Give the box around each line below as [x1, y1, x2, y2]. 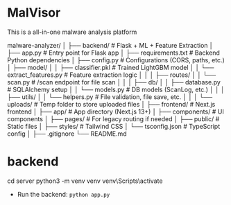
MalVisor [7, 5, 61, 21]
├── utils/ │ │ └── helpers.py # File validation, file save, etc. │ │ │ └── [7, 92, 213, 101]
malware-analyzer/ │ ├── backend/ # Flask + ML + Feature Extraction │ [7, 41, 214, 49]
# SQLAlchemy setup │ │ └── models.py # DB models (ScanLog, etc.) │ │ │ [7, 85, 225, 93]
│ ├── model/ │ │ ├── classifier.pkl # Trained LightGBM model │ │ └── [7, 63, 214, 71]
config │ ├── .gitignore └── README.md [7, 130, 127, 138]
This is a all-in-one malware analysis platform [7, 28, 137, 36]
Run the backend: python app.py [17, 190, 110, 198]
